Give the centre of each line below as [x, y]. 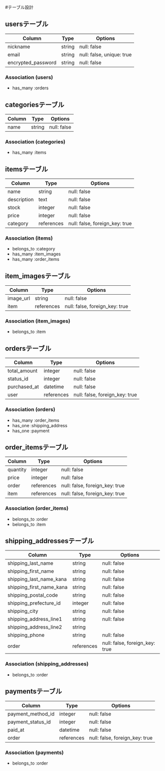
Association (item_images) [38, 321]
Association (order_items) [37, 508]
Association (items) [29, 238]
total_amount [23, 371]
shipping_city [23, 611]
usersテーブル [27, 24]
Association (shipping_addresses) [47, 664]
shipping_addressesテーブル [50, 541]
